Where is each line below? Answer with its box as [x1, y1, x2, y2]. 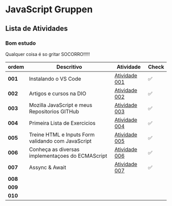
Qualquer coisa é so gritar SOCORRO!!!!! [5, 51, 90, 57]
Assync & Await [29, 163, 67, 171]
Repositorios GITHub [29, 108, 79, 115]
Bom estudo [5, 40, 36, 47]
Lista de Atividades [5, 24, 68, 33]
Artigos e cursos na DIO [29, 90, 87, 97]
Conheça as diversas [29, 145, 80, 153]
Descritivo [56, 63, 82, 70]
